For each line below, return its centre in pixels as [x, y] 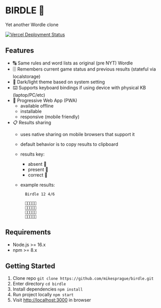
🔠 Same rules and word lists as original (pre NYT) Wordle [73, 63]
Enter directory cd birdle [39, 284]
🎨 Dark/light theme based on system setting [59, 82]
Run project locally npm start [43, 295]
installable [31, 111]
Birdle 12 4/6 [40, 194]
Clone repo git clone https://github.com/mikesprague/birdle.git [83, 278]
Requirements [28, 232]
